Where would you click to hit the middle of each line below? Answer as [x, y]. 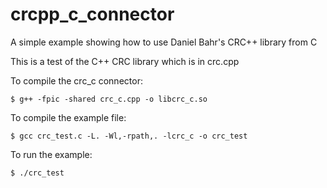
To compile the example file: [68, 117]
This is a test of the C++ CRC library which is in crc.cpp [125, 61]
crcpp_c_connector [92, 14]
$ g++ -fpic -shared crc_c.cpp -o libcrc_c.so [109, 99]
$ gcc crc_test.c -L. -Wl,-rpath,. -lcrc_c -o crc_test [129, 136]
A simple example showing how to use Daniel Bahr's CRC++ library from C [164, 42]
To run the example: [51, 154]
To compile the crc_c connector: [76, 80]
